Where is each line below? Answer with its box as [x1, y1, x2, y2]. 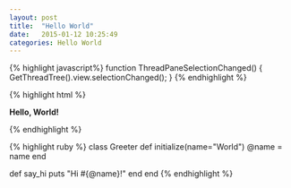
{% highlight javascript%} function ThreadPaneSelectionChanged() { [9, 63, 263, 73]
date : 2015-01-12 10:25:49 [9, 30, 118, 38]
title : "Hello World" [9, 21, 94, 30]
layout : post [9, 13, 58, 22]
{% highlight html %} [9, 90, 87, 100]
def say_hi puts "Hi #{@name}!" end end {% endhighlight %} [9, 168, 234, 179]
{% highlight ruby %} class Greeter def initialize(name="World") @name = [9, 141, 283, 152]
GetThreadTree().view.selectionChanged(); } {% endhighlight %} [9, 73, 248, 83]
